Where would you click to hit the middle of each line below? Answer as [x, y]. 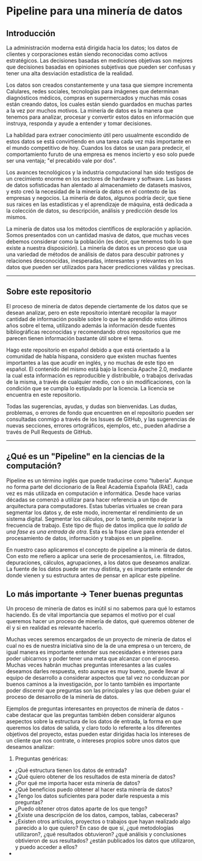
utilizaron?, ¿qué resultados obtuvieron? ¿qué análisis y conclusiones [100, 835]
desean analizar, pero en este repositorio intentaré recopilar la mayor [92, 312]
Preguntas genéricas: [41, 759]
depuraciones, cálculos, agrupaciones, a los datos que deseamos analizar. [99, 562]
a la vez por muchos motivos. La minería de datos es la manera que [90, 110]
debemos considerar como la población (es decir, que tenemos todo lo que [99, 241]
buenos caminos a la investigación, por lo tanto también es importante [93, 684]
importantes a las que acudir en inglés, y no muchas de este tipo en [90, 362]
